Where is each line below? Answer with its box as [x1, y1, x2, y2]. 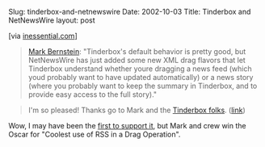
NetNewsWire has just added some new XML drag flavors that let [27, 56, 246, 65]
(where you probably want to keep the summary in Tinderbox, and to [27, 81, 258, 90]
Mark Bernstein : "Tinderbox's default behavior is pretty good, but [27, 47, 246, 56]
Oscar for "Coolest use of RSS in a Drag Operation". [8, 129, 181, 139]
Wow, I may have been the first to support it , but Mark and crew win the [8, 121, 246, 130]
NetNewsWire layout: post [8, 15, 95, 25]
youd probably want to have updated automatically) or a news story [27, 73, 254, 82]
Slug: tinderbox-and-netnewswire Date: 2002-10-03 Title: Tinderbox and [8, 7, 251, 16]
